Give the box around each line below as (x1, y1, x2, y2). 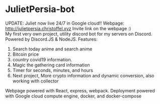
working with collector (12, 78, 59, 84)
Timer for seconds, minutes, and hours (12, 67, 93, 73)
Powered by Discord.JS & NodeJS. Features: (5, 36, 98, 42)
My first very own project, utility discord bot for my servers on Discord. (5, 31, 152, 37)
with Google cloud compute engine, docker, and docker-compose (5, 93, 142, 99)
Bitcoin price (12, 51, 39, 57)
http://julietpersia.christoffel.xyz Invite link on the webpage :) (5, 25, 131, 31)
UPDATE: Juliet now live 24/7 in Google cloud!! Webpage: (5, 20, 124, 26)
